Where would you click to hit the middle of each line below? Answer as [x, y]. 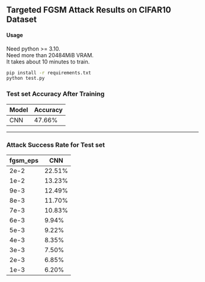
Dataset [22, 20]
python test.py [26, 79]
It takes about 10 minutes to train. [48, 62]
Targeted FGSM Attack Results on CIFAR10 [89, 10]
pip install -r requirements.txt [49, 72]
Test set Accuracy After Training [56, 94]
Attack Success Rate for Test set [56, 144]
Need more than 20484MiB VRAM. [50, 55]
